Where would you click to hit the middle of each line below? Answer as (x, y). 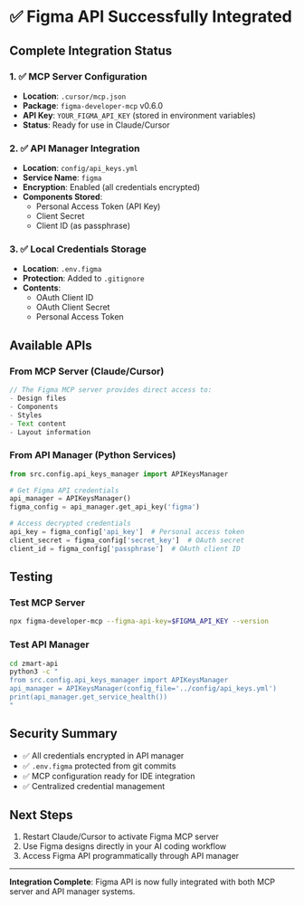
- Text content (38, 424)
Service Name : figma (62, 177)
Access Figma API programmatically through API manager (131, 856)
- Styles (26, 415)
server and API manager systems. (72, 892)
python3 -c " (34, 672)
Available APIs (51, 345)
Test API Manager (49, 644)
